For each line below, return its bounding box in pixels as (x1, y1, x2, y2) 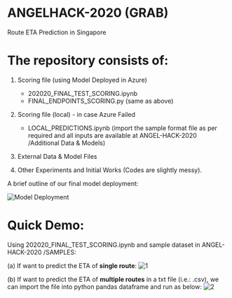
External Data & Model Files (17, 152, 97, 160)
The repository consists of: (7, 52, 169, 69)
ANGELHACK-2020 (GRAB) (7, 5, 169, 21)
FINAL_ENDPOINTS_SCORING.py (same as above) (27, 97, 174, 105)
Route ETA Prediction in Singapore (7, 28, 107, 36)
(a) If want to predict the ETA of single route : (7, 261, 137, 270)
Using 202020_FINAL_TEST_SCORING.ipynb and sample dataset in (7, 240, 201, 249)
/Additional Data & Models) (27, 139, 106, 147)
